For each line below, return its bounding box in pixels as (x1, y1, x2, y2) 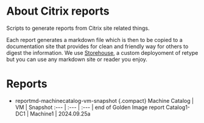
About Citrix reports (6, 4, 110, 18)
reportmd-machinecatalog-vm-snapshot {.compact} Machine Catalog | (15, 97, 194, 104)
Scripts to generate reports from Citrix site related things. (6, 24, 150, 32)
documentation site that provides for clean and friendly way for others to (6, 43, 189, 50)
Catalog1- (165, 104, 191, 111)
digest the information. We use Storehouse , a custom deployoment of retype (6, 49, 199, 56)
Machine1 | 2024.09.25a (30, 110, 91, 117)
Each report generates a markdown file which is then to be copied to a (6, 36, 183, 43)
